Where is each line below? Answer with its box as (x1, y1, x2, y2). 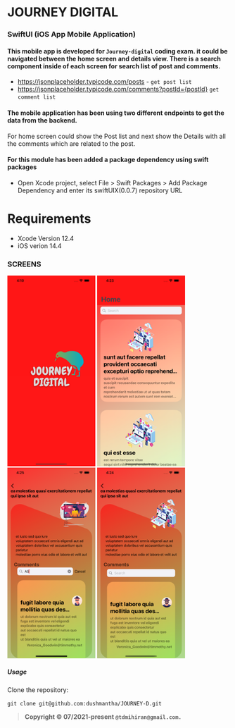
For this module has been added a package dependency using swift (7, 156, 209, 164)
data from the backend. (7, 116, 77, 124)
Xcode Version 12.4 (17, 234, 75, 242)
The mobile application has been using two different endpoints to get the (7, 109, 225, 117)
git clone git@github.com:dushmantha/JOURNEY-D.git (7, 700, 162, 707)
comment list (17, 94, 56, 101)
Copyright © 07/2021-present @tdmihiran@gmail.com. (24, 712, 182, 721)
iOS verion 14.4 (17, 241, 62, 250)
